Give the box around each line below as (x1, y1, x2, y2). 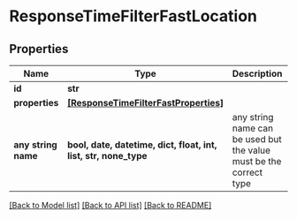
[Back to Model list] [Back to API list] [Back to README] (9, 200, 212, 210)
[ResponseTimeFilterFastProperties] (67, 97, 224, 109)
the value (232, 144, 271, 156)
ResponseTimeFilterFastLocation (9, 6, 258, 26)
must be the (232, 155, 282, 167)
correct (232, 166, 263, 178)
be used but (232, 133, 282, 145)
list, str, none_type (67, 150, 148, 162)
